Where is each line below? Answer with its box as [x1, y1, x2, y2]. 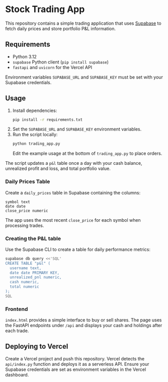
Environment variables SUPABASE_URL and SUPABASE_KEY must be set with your [5, 74, 163, 80]
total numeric [10, 284, 39, 289]
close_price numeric [5, 208, 49, 213]
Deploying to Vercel [5, 342, 68, 351]
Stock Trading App [5, 4, 85, 15]
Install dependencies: [12, 107, 57, 113]
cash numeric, [10, 280, 39, 285]
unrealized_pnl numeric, [10, 275, 62, 280]
